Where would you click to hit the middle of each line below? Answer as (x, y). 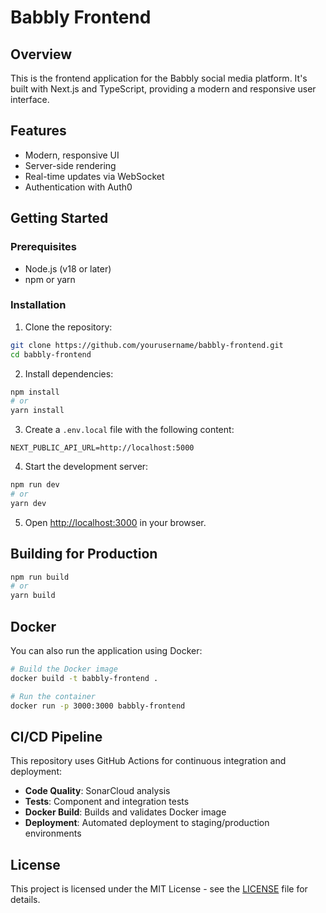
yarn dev (28, 503)
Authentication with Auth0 (78, 187)
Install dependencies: (69, 373)
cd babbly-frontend (51, 354)
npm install (35, 392)
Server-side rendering (70, 165)
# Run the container (53, 696)
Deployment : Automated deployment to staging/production (147, 823)
